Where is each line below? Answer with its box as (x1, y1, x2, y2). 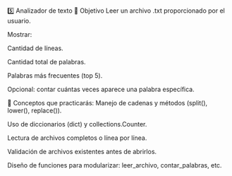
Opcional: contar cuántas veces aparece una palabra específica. (7, 85, 195, 93)
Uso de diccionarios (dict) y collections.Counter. (7, 120, 147, 128)
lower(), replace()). (7, 106, 62, 115)
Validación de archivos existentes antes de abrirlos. (7, 148, 157, 156)
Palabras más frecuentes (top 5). (7, 71, 103, 80)
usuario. (7, 17, 32, 25)
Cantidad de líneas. (7, 44, 63, 52)
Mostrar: (7, 30, 32, 38)
